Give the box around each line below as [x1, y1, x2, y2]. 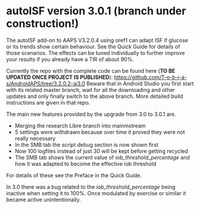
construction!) [6, 17, 79, 30]
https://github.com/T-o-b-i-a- [114, 73, 187, 81]
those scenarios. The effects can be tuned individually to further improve [6, 49, 185, 56]
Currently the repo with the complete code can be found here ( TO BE [6, 67, 176, 74]
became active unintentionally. [6, 196, 82, 203]
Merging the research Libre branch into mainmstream [14, 122, 146, 129]
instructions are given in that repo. [6, 99, 90, 106]
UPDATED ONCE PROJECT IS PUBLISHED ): [6, 73, 113, 81]
